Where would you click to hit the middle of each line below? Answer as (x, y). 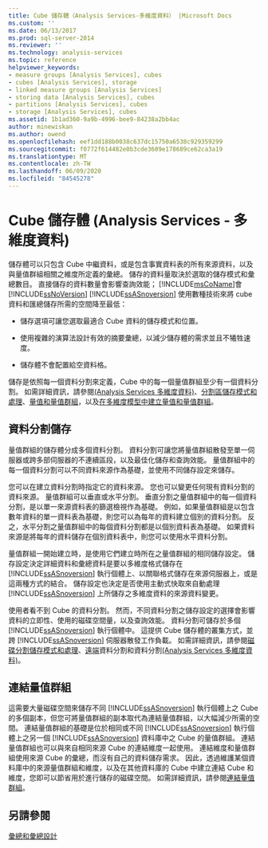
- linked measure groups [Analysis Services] (85, 90)
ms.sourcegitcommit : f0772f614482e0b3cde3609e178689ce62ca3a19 (116, 149)
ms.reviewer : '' (35, 45)
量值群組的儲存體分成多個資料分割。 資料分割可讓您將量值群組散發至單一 (128, 450)
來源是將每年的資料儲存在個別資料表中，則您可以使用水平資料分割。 (120, 536)
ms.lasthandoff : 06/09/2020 (55, 171)
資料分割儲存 (40, 429)
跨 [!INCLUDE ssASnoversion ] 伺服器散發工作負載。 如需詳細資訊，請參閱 (128, 640)
